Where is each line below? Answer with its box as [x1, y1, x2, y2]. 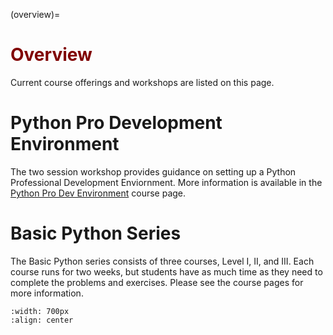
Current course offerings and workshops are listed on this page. [10, 76, 275, 88]
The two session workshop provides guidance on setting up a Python [10, 165, 297, 178]
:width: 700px [10, 306, 70, 316]
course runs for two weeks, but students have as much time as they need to [10, 265, 323, 278]
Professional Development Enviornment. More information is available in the [10, 176, 323, 188]
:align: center [10, 315, 74, 325]
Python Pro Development [10, 112, 223, 134]
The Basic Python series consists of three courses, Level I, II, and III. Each [10, 255, 315, 267]
